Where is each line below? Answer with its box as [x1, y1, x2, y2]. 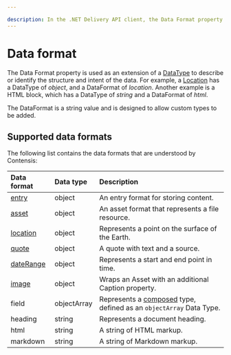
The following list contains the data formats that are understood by [7, 149, 196, 158]
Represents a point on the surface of [99, 224, 217, 234]
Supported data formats [7, 131, 112, 142]
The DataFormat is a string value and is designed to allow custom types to [7, 104, 217, 112]
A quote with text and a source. [99, 244, 200, 253]
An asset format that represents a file [99, 204, 219, 214]
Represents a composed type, [99, 294, 196, 304]
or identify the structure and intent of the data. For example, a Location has [7, 76, 220, 84]
